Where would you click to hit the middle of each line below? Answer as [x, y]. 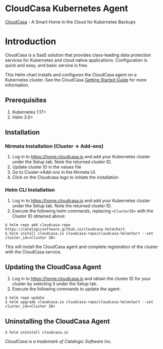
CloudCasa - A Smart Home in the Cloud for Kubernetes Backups [70, 22]
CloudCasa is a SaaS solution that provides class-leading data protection [78, 55]
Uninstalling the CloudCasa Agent [58, 321]
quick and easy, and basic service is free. [47, 65]
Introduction [31, 42]
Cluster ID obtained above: [39, 216]
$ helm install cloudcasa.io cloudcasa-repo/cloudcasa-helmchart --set [79, 233]
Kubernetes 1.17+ [29, 112]
